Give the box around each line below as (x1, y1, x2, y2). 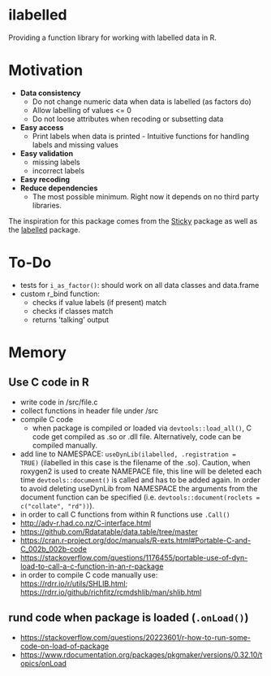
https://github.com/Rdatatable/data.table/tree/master (19, 526, 199, 536)
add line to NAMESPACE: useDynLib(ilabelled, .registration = (19, 449, 237, 459)
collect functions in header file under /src (19, 405, 159, 416)
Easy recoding (19, 174, 71, 184)
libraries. (32, 200, 62, 210)
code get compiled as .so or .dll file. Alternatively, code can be (32, 431, 242, 441)
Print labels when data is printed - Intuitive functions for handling (32, 131, 250, 141)
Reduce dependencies (19, 183, 98, 193)
